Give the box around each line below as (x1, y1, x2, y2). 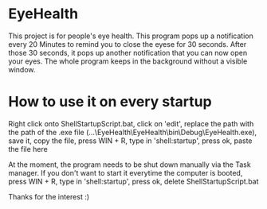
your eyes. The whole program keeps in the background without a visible (8, 56, 248, 66)
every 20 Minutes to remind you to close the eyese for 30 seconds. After (8, 39, 247, 48)
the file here (8, 144, 48, 153)
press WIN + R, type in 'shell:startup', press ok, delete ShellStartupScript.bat (8, 176, 259, 186)
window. (8, 64, 36, 74)
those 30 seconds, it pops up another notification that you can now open (8, 48, 248, 57)
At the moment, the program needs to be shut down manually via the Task (8, 160, 251, 169)
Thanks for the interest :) (8, 192, 90, 201)
